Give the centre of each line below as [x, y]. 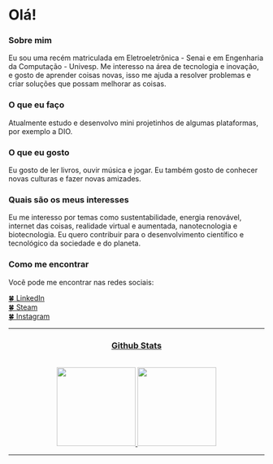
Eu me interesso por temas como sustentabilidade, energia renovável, [125, 218]
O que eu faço [37, 105]
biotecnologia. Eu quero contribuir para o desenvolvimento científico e [126, 235]
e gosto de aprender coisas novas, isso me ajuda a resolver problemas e [130, 76]
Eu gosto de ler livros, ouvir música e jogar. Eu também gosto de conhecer [133, 170]
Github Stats [136, 345]
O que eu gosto [39, 152]
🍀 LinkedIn [26, 297]
